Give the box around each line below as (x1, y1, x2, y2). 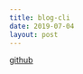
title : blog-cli (9, 13, 70, 23)
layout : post (9, 30, 59, 39)
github (9, 55, 33, 66)
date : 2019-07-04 (9, 22, 75, 31)
